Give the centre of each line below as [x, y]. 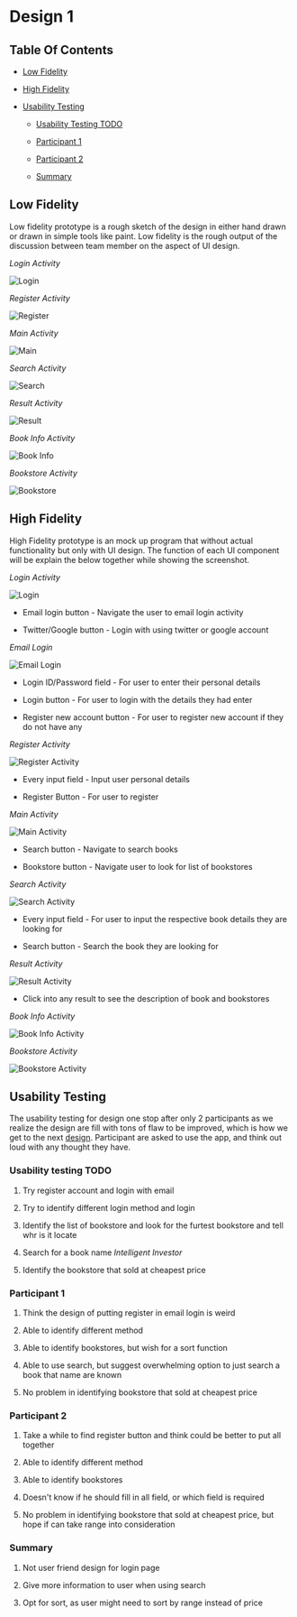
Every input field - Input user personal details [106, 779]
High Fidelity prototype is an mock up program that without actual [131, 541]
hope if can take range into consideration [99, 1525]
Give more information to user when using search [114, 1585]
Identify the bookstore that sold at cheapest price [114, 1270]
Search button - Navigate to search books [100, 849]
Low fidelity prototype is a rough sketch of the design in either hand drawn [148, 226]
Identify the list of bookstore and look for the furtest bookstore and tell [153, 1225]
